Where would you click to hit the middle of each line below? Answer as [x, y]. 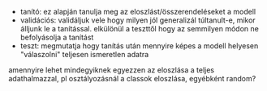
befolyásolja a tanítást [57, 37]
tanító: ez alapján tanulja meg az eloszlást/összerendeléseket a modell [138, 12]
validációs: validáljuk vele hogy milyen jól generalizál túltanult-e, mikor [138, 20]
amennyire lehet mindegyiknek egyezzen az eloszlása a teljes [112, 70]
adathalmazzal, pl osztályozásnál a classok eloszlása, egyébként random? [132, 79]
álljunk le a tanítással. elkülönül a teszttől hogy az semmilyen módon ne [140, 29]
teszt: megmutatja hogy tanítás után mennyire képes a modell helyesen [139, 46]
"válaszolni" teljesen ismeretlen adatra [84, 54]
